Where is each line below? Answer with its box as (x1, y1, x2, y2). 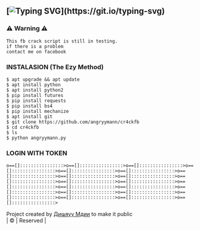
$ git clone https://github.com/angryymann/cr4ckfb (6, 119, 139, 125)
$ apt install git (6, 113, 53, 120)
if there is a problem (6, 43, 64, 49)
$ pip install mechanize (6, 108, 69, 114)
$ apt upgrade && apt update (6, 76, 80, 83)
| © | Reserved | (6, 217, 47, 225)
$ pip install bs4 (6, 103, 53, 109)
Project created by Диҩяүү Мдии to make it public (6, 211, 133, 218)
